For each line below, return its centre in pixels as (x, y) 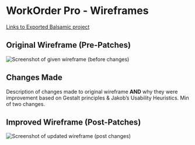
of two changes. (26, 104)
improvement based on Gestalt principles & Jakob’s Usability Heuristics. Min (98, 98)
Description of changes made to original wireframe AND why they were (92, 91)
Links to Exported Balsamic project (48, 27)
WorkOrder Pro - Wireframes (77, 11)
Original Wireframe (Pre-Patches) (69, 45)
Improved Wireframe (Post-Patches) (74, 122)
